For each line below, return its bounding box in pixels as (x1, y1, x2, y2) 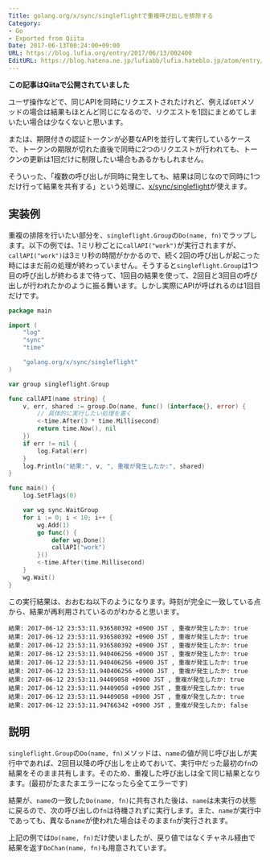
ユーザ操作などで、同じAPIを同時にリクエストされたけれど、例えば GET (8, 97, 241, 106)
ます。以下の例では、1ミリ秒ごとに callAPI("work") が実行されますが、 (8, 240, 241, 250)
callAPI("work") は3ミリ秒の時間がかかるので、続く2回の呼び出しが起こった (8, 250, 261, 260)
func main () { (8, 484, 56, 492)
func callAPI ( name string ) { (8, 395, 106, 403)
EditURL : (8, 57, 38, 65)
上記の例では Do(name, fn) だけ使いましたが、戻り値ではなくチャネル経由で (8, 833, 256, 842)
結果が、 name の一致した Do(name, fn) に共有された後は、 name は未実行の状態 (8, 795, 256, 805)
